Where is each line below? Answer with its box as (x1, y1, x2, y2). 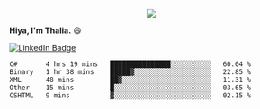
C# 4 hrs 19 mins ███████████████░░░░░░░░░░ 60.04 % (9, 60, 252, 69)
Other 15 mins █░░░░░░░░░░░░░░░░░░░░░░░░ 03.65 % (9, 83, 252, 92)
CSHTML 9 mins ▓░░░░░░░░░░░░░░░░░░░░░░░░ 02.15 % (9, 91, 252, 100)
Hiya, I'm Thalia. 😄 (9, 25, 83, 36)
